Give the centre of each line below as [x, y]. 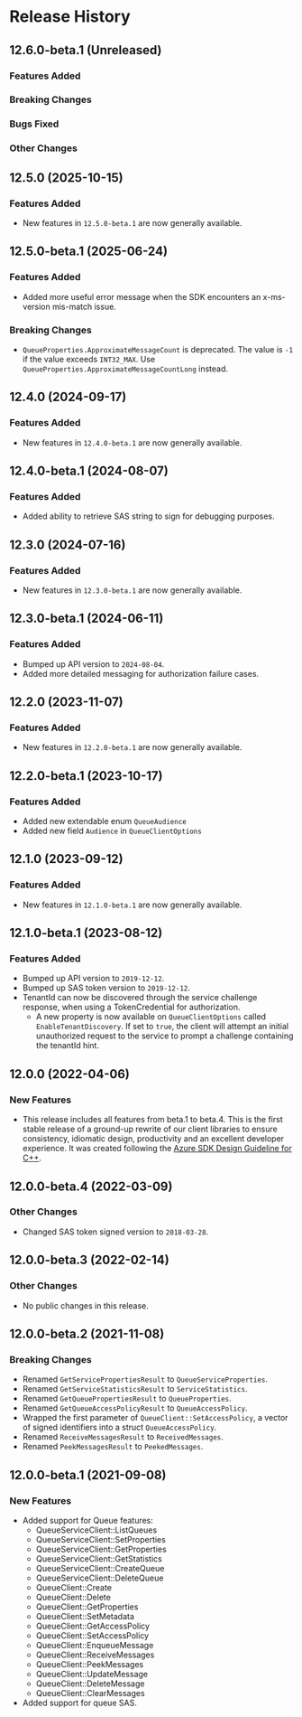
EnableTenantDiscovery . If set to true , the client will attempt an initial [162, 1027]
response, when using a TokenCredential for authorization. [131, 1007]
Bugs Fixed [34, 124]
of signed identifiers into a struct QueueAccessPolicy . [119, 1427]
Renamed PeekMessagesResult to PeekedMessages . [113, 1447]
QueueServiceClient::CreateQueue [100, 1568]
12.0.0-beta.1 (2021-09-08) [88, 1475]
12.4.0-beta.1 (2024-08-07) [89, 471]
